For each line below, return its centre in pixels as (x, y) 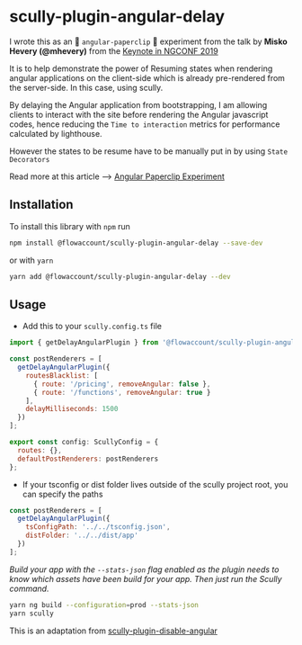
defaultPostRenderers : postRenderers (88, 459)
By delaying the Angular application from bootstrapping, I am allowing (138, 104)
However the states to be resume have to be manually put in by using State (149, 151)
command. (29, 588)
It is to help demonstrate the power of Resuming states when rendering (141, 68)
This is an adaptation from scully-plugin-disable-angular (114, 631)
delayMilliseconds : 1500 (72, 409)
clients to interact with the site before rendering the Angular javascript (139, 114)
